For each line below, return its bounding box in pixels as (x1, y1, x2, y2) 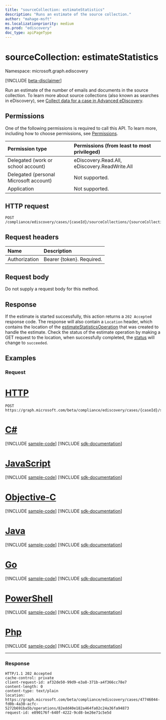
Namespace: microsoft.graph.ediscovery (5, 68, 88, 74)
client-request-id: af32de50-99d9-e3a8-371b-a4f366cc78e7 (5, 680, 127, 685)
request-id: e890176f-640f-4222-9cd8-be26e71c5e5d (5, 710, 112, 716)
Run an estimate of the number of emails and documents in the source (5, 87, 149, 93)
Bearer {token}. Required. (43, 256, 102, 263)
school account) (7, 163, 45, 170)
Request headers (5, 233, 59, 241)
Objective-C (5, 492, 56, 503)
